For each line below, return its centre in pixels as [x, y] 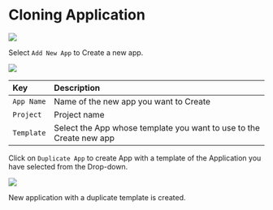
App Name [29, 101]
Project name [79, 114]
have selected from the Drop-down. [68, 166]
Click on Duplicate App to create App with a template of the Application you [135, 158]
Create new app [84, 138]
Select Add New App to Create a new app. [76, 52]
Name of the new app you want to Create [132, 101]
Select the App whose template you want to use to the [157, 127]
